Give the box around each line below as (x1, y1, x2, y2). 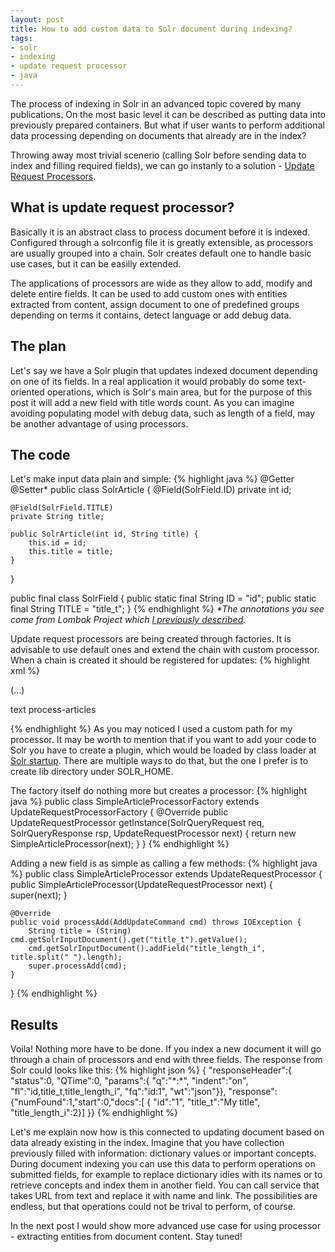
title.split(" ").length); (10, 952, 123, 963)
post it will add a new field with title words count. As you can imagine (10, 396, 295, 408)
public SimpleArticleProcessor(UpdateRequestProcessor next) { (10, 879, 273, 891)
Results (10, 1016, 59, 1033)
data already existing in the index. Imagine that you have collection (10, 1137, 285, 1149)
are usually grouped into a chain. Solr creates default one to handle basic (10, 247, 312, 259)
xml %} (10, 665, 40, 677)
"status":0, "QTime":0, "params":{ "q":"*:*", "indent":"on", (10, 1075, 249, 1087)
